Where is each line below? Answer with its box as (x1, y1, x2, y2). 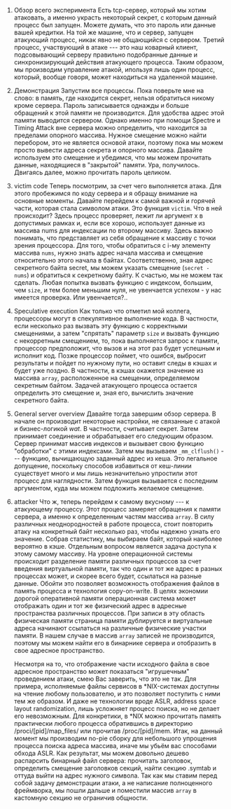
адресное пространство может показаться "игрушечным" (13, 668, 190, 675)
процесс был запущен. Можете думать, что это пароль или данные (13, 21, 216, 29)
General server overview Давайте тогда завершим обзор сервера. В (13, 409, 216, 418)
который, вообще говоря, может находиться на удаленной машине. (13, 73, 218, 81)
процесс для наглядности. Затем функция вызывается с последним (13, 477, 218, 485)
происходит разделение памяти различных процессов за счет (13, 557, 202, 565)
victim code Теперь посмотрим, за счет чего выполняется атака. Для (13, 182, 222, 190)
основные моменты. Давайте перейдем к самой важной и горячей (13, 197, 216, 205)
